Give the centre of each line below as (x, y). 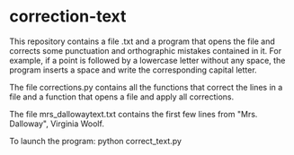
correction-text (68, 17)
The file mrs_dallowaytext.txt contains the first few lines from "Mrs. (134, 114)
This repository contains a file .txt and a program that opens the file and (143, 41)
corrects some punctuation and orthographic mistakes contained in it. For (145, 50)
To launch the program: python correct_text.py (96, 141)
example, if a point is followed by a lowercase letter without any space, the (147, 60)
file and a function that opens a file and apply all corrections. (122, 97)
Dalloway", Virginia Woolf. (57, 124)
